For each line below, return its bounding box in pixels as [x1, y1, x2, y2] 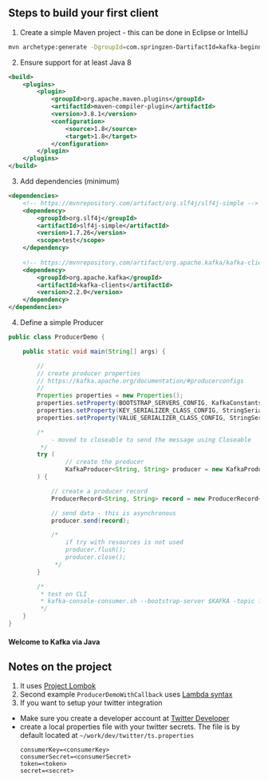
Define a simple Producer [19, 318, 104, 327]
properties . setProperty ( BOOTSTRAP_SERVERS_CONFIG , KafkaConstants [37, 399, 262, 407]
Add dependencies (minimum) [19, 176, 120, 186]
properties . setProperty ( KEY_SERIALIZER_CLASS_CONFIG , [37, 406, 219, 414]
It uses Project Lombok [19, 681, 97, 691]
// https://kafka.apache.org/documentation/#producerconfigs [37, 377, 245, 385]
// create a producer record [50, 487, 148, 495]
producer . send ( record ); [50, 517, 130, 525]
